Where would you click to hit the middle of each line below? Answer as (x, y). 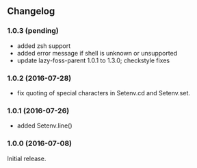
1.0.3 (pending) (33, 31)
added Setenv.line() (45, 125)
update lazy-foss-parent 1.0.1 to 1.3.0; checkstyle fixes (93, 60)
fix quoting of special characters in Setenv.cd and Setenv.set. (103, 93)
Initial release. (27, 158)
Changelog (31, 11)
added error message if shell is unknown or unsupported (97, 53)
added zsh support (44, 46)
